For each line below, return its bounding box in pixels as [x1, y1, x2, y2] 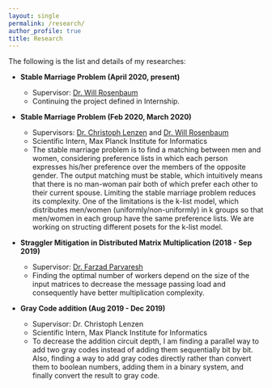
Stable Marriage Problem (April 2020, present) [19, 72, 181, 82]
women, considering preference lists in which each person [32, 154, 228, 163]
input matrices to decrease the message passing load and [32, 280, 227, 289]
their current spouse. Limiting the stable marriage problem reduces [32, 188, 257, 198]
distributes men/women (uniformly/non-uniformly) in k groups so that [32, 205, 264, 215]
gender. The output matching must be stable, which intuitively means [32, 171, 263, 180]
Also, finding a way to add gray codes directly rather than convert [32, 353, 252, 364]
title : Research [8, 34, 63, 43]
